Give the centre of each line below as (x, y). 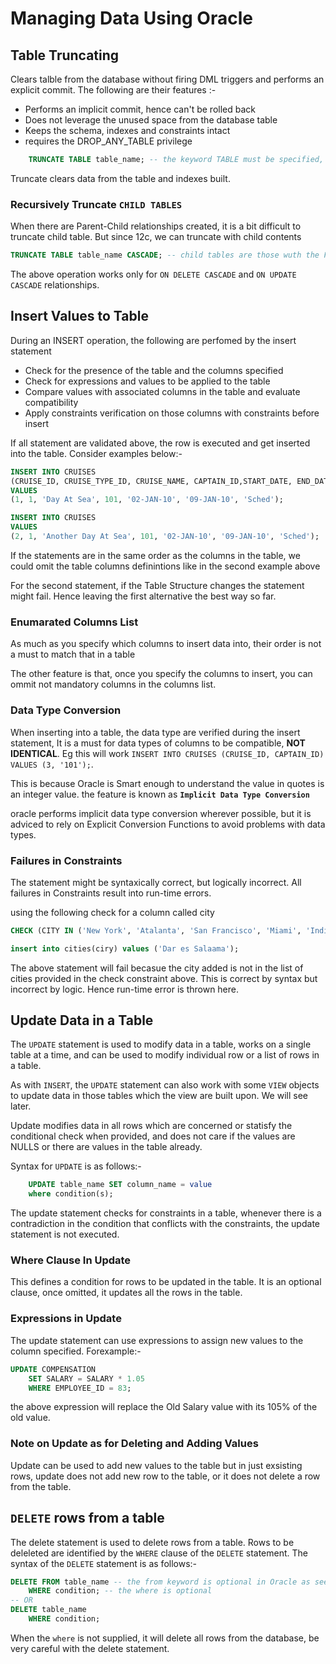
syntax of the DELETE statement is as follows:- (104, 1563)
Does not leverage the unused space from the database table (151, 120)
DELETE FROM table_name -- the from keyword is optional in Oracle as (160, 1582)
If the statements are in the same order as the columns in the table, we (155, 555)
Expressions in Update (66, 1319)
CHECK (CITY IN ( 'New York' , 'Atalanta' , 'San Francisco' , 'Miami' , (156, 930)
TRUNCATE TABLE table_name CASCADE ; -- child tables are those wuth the (165, 255)
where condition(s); (71, 1194)
